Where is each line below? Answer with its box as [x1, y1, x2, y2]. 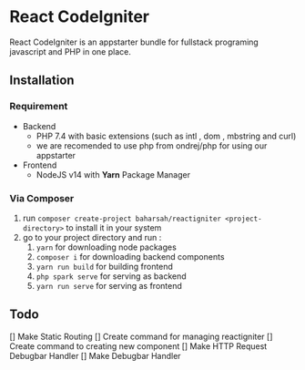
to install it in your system [66, 221, 162, 233]
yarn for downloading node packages [36, 242, 178, 252]
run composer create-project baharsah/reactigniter [22, 212, 221, 223]
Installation [9, 73, 75, 88]
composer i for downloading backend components [36, 251, 225, 262]
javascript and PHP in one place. [9, 46, 132, 57]
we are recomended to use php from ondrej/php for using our [36, 139, 268, 151]
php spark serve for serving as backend [36, 271, 187, 282]
